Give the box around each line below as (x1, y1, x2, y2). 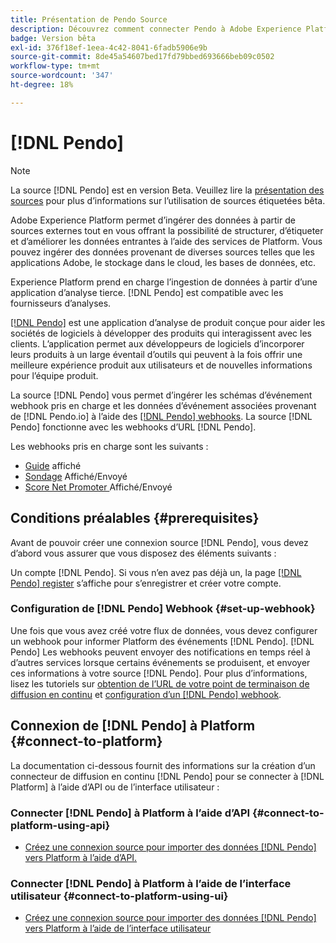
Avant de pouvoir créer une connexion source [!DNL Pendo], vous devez (10, 536, 309, 548)
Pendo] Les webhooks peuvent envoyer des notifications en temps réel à (10, 646, 311, 658)
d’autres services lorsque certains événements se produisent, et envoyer (10, 656, 311, 668)
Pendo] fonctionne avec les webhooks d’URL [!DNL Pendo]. (10, 421, 257, 433)
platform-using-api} (10, 818, 111, 832)
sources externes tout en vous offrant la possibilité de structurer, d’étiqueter (10, 224, 324, 236)
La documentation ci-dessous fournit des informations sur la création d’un (10, 759, 316, 771)
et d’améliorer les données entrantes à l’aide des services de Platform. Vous (10, 235, 323, 247)
